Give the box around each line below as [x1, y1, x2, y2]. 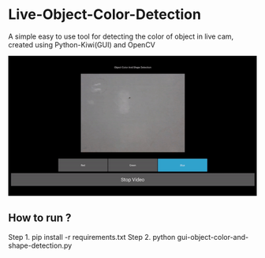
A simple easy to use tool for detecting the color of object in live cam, [8, 32, 234, 41]
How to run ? [8, 211, 72, 225]
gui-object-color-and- [177, 232, 249, 241]
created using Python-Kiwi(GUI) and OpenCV [8, 39, 156, 49]
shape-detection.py [8, 241, 73, 250]
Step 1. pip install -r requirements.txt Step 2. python [8, 232, 176, 241]
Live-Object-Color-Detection [8, 6, 201, 24]
